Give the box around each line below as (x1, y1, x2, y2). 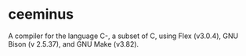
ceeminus (8, 5, 74, 23)
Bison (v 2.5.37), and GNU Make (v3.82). (8, 39, 139, 48)
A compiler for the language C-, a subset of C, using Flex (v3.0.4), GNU (8, 31, 239, 40)
